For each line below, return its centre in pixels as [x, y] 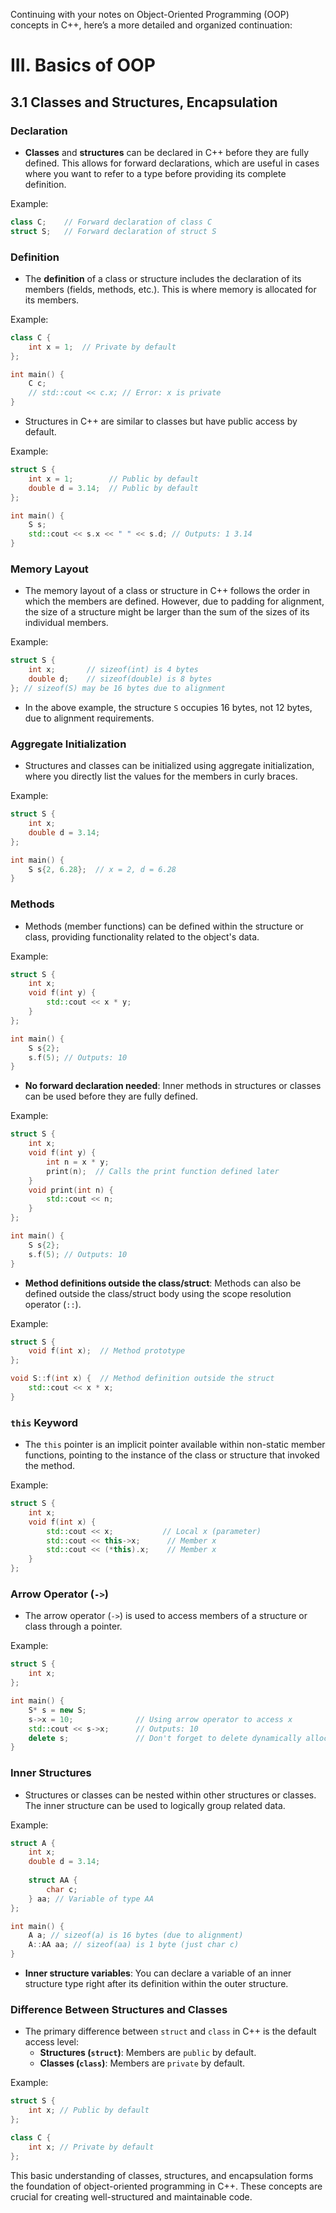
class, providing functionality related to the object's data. [142, 936]
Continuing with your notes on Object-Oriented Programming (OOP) [150, 14]
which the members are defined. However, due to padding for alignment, [174, 601]
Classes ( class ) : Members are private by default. [142, 2063]
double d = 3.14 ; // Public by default [113, 488]
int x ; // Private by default [91, 2147]
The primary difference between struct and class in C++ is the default [170, 2031]
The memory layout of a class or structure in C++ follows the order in [167, 591]
